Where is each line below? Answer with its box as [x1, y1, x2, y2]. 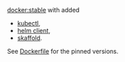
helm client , [17, 27, 50, 34]
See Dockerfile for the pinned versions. [7, 48, 119, 55]
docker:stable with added [7, 6, 80, 14]
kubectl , [17, 19, 41, 27]
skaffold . [17, 34, 43, 42]
